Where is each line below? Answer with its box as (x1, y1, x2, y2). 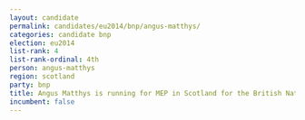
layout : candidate (9, 13, 79, 23)
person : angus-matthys (9, 64, 95, 73)
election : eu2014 (9, 38, 75, 48)
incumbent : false (9, 97, 75, 106)
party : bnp (9, 80, 51, 89)
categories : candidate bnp (9, 30, 112, 39)
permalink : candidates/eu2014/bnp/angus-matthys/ (9, 22, 202, 31)
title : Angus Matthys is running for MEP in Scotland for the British (9, 88, 282, 97)
